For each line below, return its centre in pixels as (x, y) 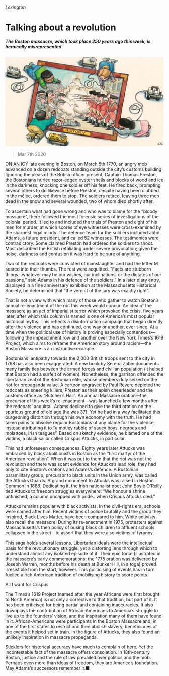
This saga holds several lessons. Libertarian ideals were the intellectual (79, 543)
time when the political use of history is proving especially (65, 332)
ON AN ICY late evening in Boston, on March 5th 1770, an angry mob (76, 164)
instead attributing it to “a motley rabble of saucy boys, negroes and (76, 428)
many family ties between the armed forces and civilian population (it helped (84, 369)
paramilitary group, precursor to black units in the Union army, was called (81, 475)
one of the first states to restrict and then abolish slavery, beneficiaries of (81, 627)
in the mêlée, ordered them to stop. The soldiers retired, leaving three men (82, 196)
